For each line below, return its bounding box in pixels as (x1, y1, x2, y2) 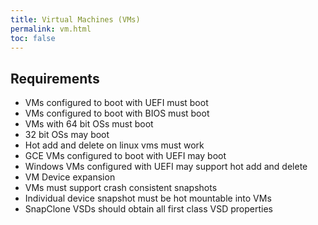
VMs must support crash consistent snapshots (24, 182, 218, 194)
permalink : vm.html (10, 24, 92, 34)
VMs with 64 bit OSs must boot (24, 118, 154, 130)
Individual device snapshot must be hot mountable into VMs (24, 192, 272, 205)
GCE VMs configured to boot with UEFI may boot (24, 150, 227, 162)
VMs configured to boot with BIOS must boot (24, 107, 210, 120)
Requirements (10, 70, 100, 87)
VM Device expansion (24, 171, 116, 183)
